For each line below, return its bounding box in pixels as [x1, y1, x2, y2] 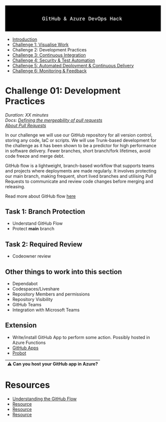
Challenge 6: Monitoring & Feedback [12, 68, 87, 74]
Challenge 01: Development [5, 85, 121, 96]
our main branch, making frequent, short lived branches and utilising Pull [5, 173, 153, 179]
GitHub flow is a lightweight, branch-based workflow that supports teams [5, 163, 155, 169]
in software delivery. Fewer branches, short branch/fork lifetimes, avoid [5, 148, 151, 154]
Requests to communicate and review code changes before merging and [5, 178, 153, 184]
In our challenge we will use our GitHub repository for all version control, [5, 132, 153, 138]
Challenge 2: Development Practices [12, 46, 87, 52]
